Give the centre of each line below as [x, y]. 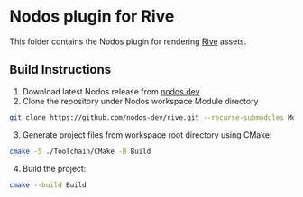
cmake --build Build [48, 185]
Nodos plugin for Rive [92, 17]
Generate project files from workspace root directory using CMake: [147, 134]
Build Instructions [60, 70]
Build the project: [54, 168]
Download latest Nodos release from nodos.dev [111, 91]
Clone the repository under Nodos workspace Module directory [140, 101]
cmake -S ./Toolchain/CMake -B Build [80, 151]
